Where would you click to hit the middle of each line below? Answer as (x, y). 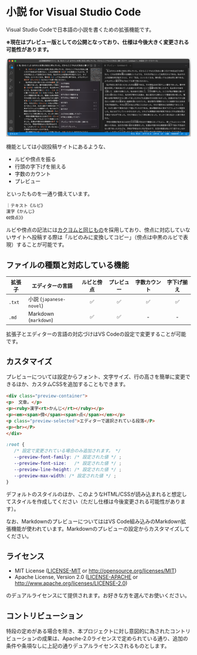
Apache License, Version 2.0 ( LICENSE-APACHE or (76, 577)
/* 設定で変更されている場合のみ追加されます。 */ (67, 451)
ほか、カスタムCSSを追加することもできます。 (72, 384)
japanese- (54, 299)
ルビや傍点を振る (35, 159)
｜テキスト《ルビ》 (26, 206)
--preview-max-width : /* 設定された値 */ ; (65, 476)
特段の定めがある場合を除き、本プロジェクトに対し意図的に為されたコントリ (98, 631)
